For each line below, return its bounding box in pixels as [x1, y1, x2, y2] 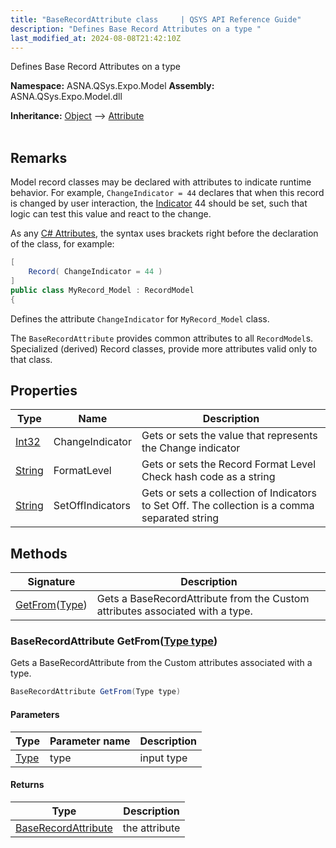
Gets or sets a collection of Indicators [141, 486, 317, 500]
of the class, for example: [10, 238, 115, 250]
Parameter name [49, 734, 131, 748]
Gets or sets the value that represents [141, 429, 318, 443]
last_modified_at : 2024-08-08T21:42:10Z [10, 33, 182, 43]
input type [139, 751, 188, 765]
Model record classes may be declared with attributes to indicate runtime [10, 176, 312, 188]
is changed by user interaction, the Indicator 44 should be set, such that [10, 197, 308, 210]
